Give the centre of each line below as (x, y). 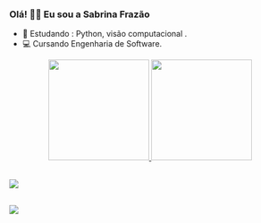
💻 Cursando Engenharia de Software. (92, 44)
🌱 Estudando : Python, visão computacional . (105, 34)
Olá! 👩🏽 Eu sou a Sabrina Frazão (80, 14)
